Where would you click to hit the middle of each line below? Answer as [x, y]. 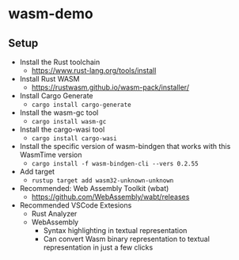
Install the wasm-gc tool [59, 113]
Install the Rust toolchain [60, 62]
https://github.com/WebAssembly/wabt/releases [110, 197]
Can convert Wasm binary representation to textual [126, 239]
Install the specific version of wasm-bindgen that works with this [125, 146]
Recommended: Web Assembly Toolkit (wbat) [94, 188]
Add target [37, 172]
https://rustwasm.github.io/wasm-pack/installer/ [110, 87]
